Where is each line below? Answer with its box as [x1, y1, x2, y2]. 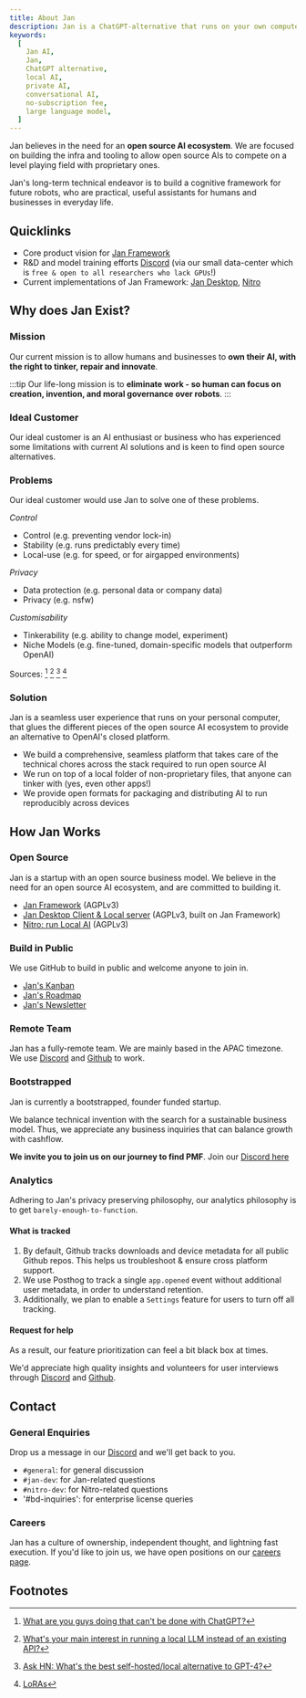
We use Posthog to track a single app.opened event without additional [22, 1274, 282, 1285]
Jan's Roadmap [22, 990, 82, 1001]
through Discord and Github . [9, 1372, 117, 1383]
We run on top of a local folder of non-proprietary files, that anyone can [22, 769, 292, 780]
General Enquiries [9, 1426, 91, 1439]
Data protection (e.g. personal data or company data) [22, 585, 223, 596]
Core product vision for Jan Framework [22, 247, 170, 258]
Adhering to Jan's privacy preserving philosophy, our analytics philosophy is [9, 1195, 297, 1206]
